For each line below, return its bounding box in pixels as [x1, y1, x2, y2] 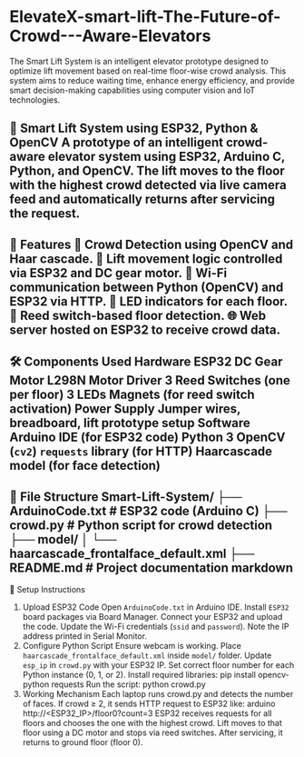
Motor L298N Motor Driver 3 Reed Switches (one [9, 373, 290, 388]
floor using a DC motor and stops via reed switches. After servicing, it [22, 727, 283, 738]
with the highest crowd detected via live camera [9, 177, 288, 193]
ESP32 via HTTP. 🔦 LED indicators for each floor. [9, 294, 288, 309]
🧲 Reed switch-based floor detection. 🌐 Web [9, 307, 267, 324]
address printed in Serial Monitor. [22, 630, 148, 642]
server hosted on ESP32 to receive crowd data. [9, 322, 281, 337]
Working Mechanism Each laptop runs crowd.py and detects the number [22, 688, 294, 699]
